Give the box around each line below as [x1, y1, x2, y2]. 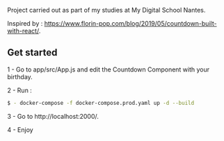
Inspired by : [7, 19, 43, 27]
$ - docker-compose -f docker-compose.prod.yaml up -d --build [7, 99, 195, 106]
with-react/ [7, 27, 40, 35]
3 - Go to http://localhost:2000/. [7, 112, 99, 120]
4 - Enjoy [7, 125, 33, 134]
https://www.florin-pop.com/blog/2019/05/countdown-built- [44, 19, 217, 27]
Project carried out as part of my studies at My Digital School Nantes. [7, 6, 206, 14]
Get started [7, 47, 58, 58]
